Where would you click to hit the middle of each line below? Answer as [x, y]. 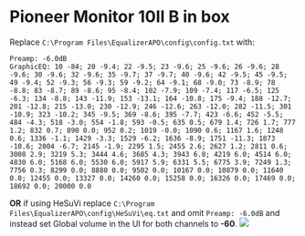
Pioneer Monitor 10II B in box [120, 17]
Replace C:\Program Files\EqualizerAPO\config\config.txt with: [132, 42]
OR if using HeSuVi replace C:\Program [82, 203]
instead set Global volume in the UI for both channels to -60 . [123, 223]
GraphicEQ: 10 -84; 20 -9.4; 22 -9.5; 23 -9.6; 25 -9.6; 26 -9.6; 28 [145, 67]
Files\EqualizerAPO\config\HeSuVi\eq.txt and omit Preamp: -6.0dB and [145, 212]
